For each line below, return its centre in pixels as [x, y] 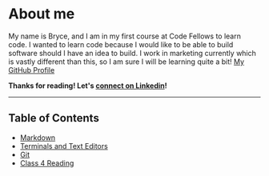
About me [42, 14]
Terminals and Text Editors [64, 146]
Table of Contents [54, 118]
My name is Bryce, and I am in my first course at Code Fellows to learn [125, 36]
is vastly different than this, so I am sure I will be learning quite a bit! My [126, 62]
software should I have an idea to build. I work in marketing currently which [132, 53]
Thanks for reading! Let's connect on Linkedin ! [88, 86]
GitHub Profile [32, 70]
